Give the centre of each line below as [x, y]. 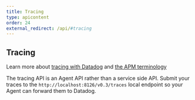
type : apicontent [28, 17]
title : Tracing [25, 12]
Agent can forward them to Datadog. [51, 91]
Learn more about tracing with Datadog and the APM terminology [86, 67]
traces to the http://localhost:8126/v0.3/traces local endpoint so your [95, 85]
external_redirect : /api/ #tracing [49, 28]
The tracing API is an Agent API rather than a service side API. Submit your [98, 79]
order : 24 [18, 23]
